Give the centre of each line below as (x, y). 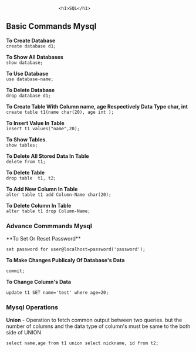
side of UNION (23, 333)
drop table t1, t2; (31, 178)
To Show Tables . (26, 139)
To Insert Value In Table (35, 123)
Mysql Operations (32, 307)
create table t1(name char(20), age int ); (60, 112)
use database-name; (30, 79)
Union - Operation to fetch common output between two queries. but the (94, 320)
